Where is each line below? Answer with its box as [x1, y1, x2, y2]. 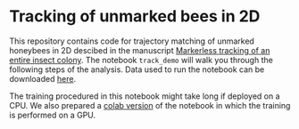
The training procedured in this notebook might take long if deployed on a [9, 91, 280, 101]
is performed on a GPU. [9, 109, 96, 120]
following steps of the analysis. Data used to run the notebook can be [9, 64, 265, 75]
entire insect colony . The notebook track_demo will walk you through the [9, 54, 274, 65]
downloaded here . [9, 73, 77, 84]
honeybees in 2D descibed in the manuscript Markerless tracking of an [9, 44, 270, 55]
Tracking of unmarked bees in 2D [9, 6, 261, 27]
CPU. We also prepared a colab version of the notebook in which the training [9, 100, 291, 110]
